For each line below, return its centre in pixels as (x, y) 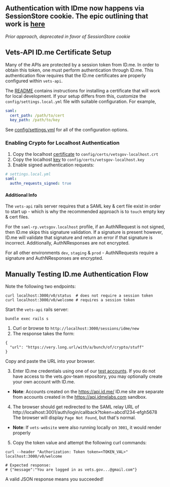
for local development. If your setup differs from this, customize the (76, 96)
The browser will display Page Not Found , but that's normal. (74, 418)
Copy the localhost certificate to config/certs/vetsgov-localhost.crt (86, 154)
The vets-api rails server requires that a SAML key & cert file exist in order (83, 206)
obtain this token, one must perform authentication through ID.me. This (79, 70)
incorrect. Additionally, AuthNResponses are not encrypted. (67, 243)
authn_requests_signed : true (41, 184)
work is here (25, 24)
